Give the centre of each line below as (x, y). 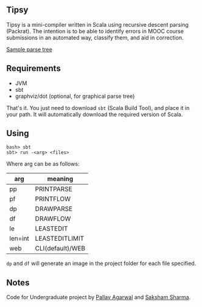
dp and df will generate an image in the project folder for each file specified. (101, 263)
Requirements (33, 68)
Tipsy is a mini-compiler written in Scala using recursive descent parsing (97, 24)
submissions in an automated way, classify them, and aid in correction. (95, 37)
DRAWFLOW (53, 219)
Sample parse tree (30, 49)
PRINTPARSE (54, 189)
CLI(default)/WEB (60, 249)
